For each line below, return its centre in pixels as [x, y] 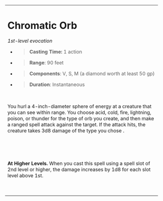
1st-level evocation [30, 41]
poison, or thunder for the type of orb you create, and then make [81, 118]
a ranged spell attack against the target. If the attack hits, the [76, 125]
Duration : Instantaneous [57, 84]
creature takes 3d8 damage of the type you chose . [66, 131]
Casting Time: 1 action [56, 52]
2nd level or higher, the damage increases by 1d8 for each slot [79, 169]
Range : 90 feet [47, 63]
